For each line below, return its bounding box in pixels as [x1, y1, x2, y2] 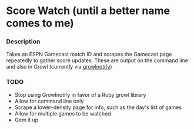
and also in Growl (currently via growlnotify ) [6, 63, 113, 70]
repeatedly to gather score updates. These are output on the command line [6, 57, 188, 64]
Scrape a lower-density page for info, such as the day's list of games [14, 104, 182, 111]
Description [6, 38, 41, 46]
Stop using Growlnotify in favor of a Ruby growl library [14, 91, 146, 98]
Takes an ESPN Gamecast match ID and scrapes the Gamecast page [6, 51, 172, 58]
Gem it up [14, 116, 39, 123]
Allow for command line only [14, 97, 84, 104]
